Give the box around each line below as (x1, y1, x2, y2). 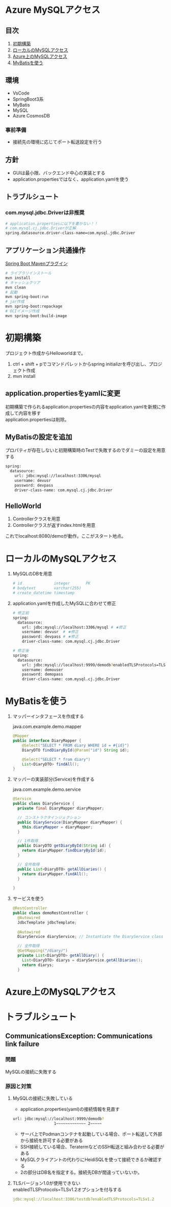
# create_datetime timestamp (12, 590, 75, 596)
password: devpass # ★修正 (22, 634, 79, 639)
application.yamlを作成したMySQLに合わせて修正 (12, 600, 116, 606)
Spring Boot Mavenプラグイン (5, 260, 68, 267)
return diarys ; (22, 962, 54, 968)
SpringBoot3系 (12, 96, 44, 102)
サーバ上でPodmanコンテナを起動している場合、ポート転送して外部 (20, 1131, 162, 1137)
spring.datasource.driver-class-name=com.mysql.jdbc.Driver (5, 230, 136, 236)
